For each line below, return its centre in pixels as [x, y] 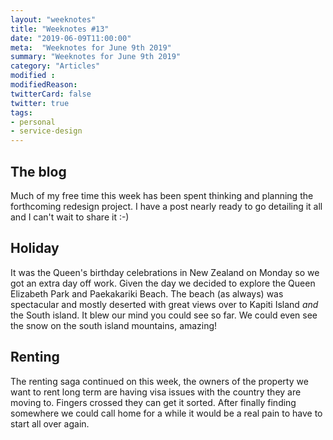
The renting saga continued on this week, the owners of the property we [159, 381]
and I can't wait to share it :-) [70, 217]
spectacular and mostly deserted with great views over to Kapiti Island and [164, 304]
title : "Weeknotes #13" [60, 29]
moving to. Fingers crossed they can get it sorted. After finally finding [153, 402]
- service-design [46, 131]
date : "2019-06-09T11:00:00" [71, 38]
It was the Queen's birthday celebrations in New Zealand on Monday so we [165, 272]
